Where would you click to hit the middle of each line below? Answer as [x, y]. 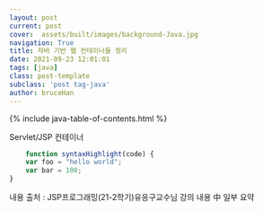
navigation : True [42, 43]
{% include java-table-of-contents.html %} [88, 119]
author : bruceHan [42, 92]
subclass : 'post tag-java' [60, 84]
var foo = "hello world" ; [74, 163]
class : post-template [50, 76]
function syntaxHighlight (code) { [90, 154]
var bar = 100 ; [54, 171]
